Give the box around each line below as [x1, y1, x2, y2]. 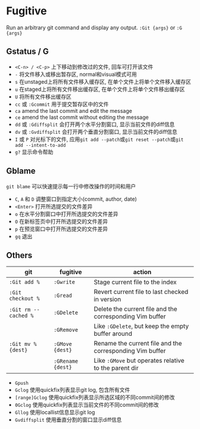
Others [6, 250, 33, 261]
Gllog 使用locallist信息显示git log [14, 409, 95, 416]
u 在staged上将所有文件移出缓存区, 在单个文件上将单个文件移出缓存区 [14, 85, 186, 93]
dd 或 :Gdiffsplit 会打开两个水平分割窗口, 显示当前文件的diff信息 [14, 121, 175, 128]
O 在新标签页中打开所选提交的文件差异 [14, 217, 108, 225]
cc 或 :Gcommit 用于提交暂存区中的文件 [14, 100, 109, 108]
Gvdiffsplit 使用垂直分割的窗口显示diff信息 [14, 416, 122, 424]
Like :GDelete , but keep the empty [93, 322, 189, 330]
